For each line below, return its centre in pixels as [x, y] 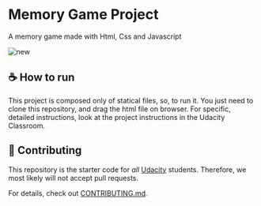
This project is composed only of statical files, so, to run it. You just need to [131, 100]
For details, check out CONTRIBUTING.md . [78, 193]
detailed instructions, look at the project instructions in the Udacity [117, 117]
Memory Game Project [83, 15]
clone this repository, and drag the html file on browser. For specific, [119, 109]
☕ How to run [42, 78]
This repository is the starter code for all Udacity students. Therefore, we [127, 169]
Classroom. [27, 125]
